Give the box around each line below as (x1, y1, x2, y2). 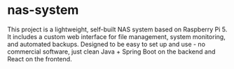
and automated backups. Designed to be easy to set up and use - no (7, 40, 205, 48)
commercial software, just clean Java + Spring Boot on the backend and (7, 47, 216, 56)
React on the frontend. (7, 54, 72, 63)
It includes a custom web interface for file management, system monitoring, (7, 32, 226, 40)
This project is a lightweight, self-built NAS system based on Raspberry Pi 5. (7, 25, 228, 33)
